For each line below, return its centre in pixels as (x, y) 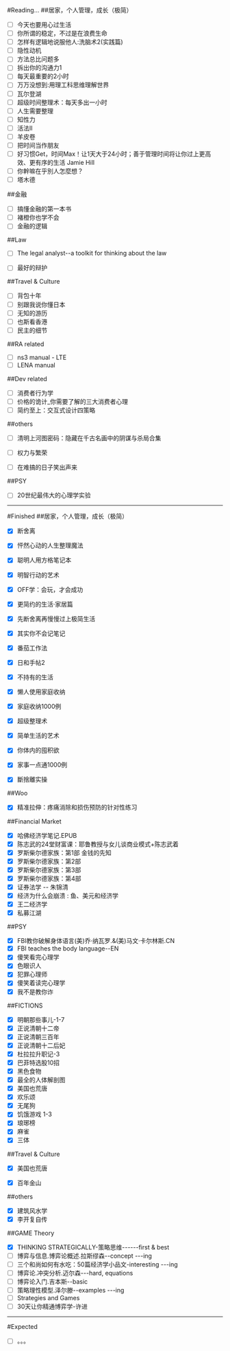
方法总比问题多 (38, 59)
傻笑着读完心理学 (41, 983)
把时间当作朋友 (38, 145)
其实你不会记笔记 (41, 633)
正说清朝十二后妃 (41, 1045)
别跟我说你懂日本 (41, 304)
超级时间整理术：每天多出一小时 (62, 102)
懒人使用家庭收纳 (41, 692)
